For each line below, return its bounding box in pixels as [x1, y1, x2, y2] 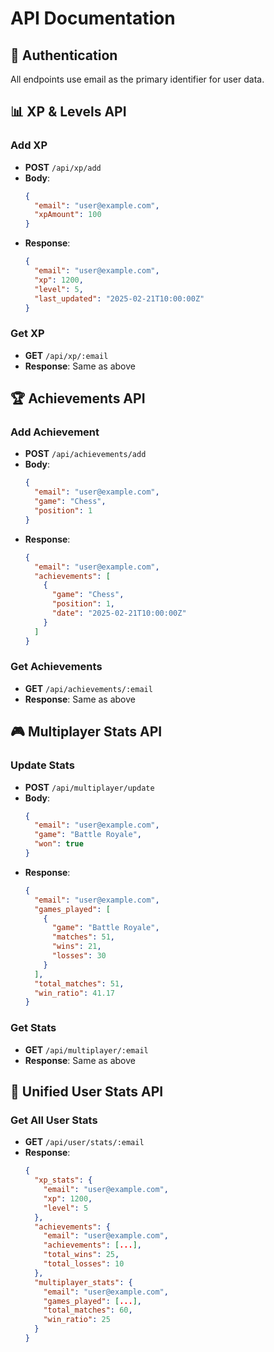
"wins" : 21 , [51, 942, 102, 952]
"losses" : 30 [51, 951, 107, 961]
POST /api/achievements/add [24, 448, 147, 460]
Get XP [10, 327, 45, 341]
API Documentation [10, 7, 176, 30]
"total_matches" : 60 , [43, 1305, 133, 1316]
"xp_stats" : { [34, 1175, 93, 1186]
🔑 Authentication [10, 47, 118, 64]
